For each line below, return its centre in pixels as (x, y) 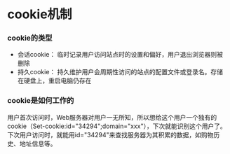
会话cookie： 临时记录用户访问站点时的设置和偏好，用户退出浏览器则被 (120, 55)
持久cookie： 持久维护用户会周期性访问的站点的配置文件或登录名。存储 (120, 72)
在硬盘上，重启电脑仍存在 (54, 80)
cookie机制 (40, 14)
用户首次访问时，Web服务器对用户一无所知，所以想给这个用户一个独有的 (112, 117)
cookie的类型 (30, 38)
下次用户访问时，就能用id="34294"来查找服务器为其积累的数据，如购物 (110, 134)
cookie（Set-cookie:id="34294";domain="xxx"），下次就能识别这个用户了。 (117, 126)
